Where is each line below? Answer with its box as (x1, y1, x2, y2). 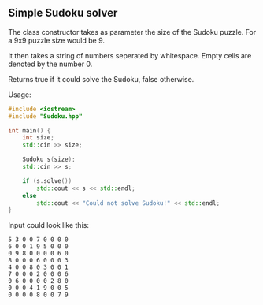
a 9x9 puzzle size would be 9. (8, 35, 105, 45)
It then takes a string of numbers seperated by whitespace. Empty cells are (8, 50, 252, 60)
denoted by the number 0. (8, 59, 93, 69)
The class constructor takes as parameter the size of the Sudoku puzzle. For (8, 27, 257, 36)
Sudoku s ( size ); (22, 155, 76, 164)
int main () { (8, 126, 51, 135)
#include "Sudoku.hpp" (8, 112, 83, 121)
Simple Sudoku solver (8, 6, 118, 20)
